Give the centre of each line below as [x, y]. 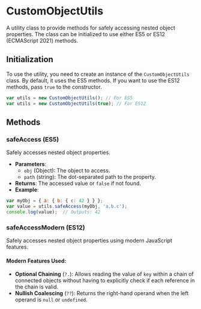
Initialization [30, 59]
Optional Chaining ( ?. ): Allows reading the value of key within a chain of [104, 274]
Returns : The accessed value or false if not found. [78, 183]
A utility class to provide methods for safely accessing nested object [91, 28]
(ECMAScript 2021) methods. [42, 40]
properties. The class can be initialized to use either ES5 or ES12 [86, 34]
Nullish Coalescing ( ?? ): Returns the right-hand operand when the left [102, 293]
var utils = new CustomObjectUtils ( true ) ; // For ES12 [76, 104]
